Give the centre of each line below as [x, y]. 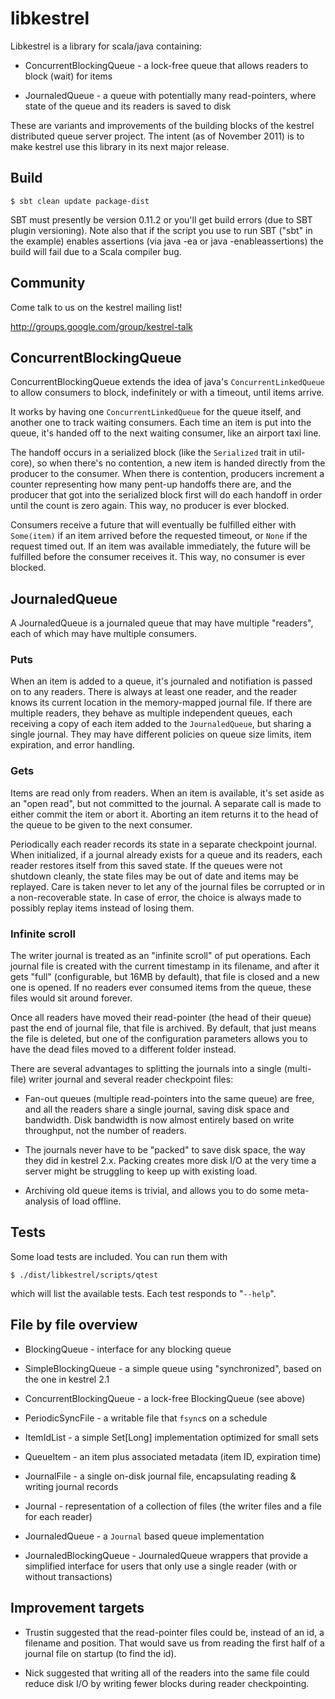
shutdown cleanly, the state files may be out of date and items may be [154, 876]
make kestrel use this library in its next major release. [120, 146]
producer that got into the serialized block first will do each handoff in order [166, 495]
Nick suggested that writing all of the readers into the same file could [167, 1673]
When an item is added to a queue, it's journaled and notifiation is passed [161, 681]
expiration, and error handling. [72, 745]
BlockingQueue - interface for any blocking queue [128, 1349]
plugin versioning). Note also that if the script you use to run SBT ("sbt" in [161, 230]
